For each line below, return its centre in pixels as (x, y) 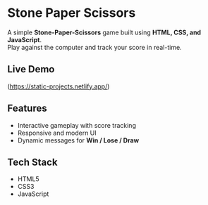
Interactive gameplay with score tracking (77, 125)
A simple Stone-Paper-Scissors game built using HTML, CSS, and (104, 32)
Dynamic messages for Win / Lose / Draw (78, 140)
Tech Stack (32, 162)
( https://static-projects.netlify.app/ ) (59, 86)
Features (27, 108)
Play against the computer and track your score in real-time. (94, 47)
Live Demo (31, 69)
